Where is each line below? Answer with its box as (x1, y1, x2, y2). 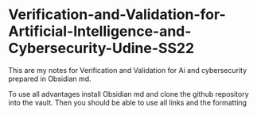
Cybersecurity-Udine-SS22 (8, 40, 195, 57)
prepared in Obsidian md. (8, 74, 92, 83)
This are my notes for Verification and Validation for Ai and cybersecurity (8, 65, 247, 75)
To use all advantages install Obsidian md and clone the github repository (8, 89, 249, 98)
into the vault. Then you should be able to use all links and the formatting (8, 98, 247, 107)
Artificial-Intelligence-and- (8, 22, 192, 40)
